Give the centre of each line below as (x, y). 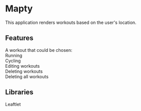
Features (19, 38)
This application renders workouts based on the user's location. (71, 22)
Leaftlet (13, 104)
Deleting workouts (24, 71)
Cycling (13, 61)
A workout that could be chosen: (39, 50)
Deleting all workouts (27, 76)
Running (14, 55)
